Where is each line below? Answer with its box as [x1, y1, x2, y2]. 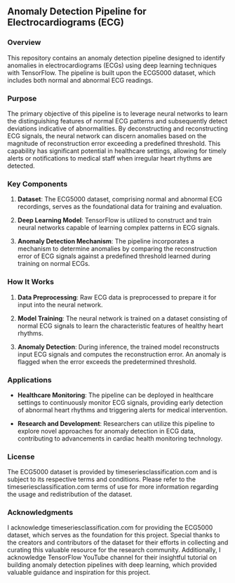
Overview [7, 38, 41, 48]
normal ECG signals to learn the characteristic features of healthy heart [17, 321, 224, 330]
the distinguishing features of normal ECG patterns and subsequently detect [7, 116, 228, 125]
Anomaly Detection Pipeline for [7, 6, 147, 18]
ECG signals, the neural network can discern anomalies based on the [7, 131, 207, 140]
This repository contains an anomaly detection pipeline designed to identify [7, 53, 226, 62]
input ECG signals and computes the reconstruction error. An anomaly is [17, 350, 227, 358]
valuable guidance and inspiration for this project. [7, 568, 151, 577]
